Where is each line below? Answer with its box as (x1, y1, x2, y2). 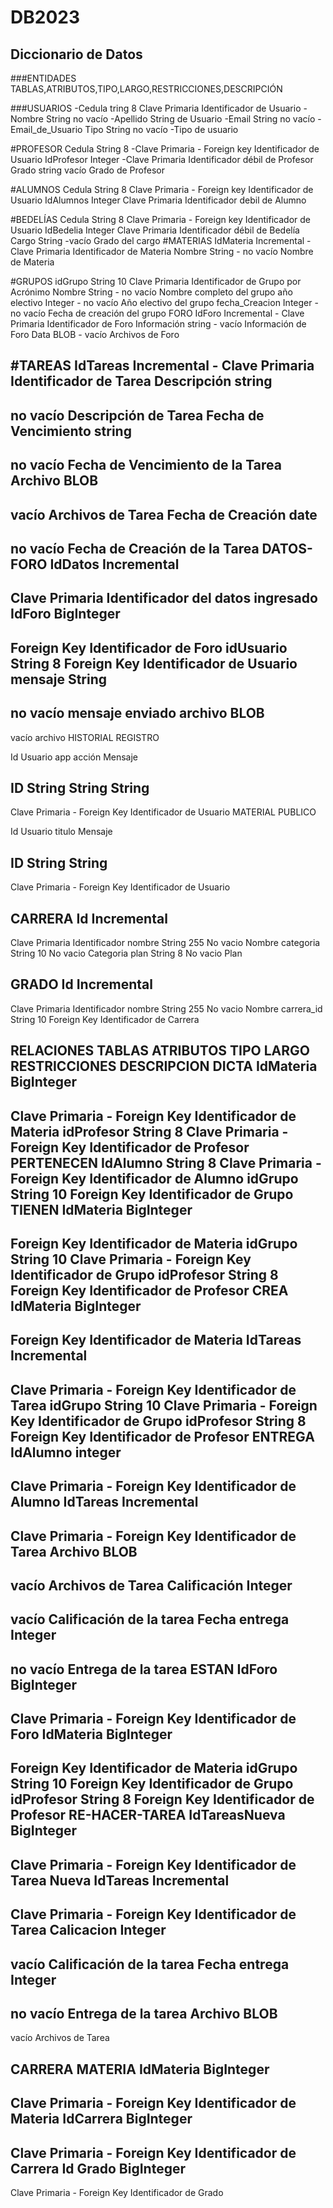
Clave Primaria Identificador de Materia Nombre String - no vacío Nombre (10, 246, 314, 257)
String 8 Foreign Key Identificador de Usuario (10, 655, 298, 672)
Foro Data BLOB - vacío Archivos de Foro (10, 329, 180, 340)
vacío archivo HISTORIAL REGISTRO (10, 731, 160, 743)
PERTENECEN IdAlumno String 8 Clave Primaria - (10, 1154, 322, 1171)
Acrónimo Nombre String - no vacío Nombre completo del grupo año (10, 286, 293, 298)
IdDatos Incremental (49, 556, 180, 573)
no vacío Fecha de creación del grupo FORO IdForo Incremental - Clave (10, 307, 305, 319)
